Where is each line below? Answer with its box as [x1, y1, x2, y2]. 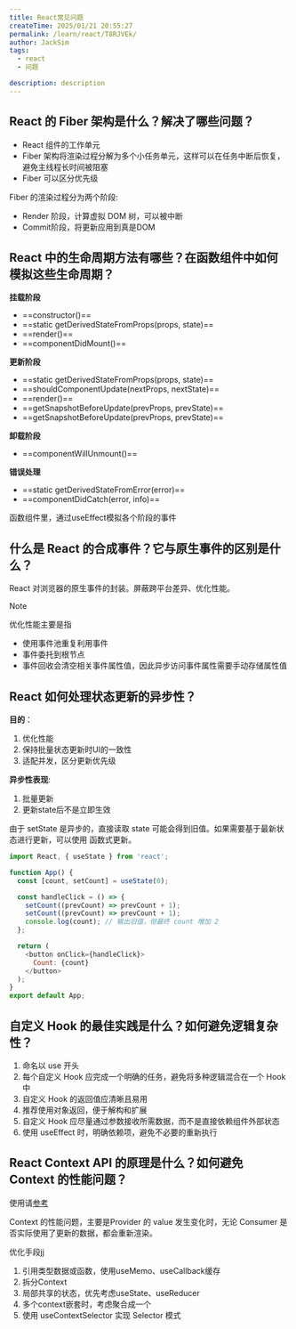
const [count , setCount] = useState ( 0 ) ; [17, 876, 169, 886]
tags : [9, 46, 29, 55]
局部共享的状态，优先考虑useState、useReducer [21, 1287, 200, 1298]
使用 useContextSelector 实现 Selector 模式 [21, 1309, 181, 1320]
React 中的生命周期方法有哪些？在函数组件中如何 [9, 250, 278, 265]
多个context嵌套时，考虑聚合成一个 [21, 1299, 152, 1309]
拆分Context [21, 1276, 68, 1287]
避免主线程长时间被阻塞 [21, 161, 108, 172]
